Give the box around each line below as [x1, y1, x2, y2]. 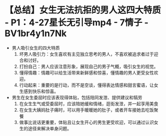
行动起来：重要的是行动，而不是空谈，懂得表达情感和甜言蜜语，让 [19, 82, 154, 88]
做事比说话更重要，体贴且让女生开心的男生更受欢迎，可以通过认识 [19, 119, 154, 125]
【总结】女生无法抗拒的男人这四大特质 [4, 4, 162, 16]
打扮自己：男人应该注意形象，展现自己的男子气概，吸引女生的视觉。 [19, 63, 159, 69]
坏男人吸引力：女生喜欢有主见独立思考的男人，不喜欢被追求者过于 [19, 51, 154, 57]
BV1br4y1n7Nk [4, 28, 67, 39]
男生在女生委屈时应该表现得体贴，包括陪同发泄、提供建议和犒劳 [11, 94, 142, 100]
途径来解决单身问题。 [28, 125, 72, 132]
